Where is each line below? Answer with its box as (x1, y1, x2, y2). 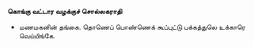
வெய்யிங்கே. (18, 31, 56, 40)
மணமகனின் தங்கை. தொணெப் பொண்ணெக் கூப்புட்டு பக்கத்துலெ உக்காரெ (18, 23, 246, 31)
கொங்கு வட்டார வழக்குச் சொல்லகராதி (7, 7, 123, 16)
